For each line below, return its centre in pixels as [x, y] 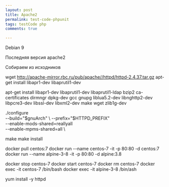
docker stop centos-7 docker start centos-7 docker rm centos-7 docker [80, 164]
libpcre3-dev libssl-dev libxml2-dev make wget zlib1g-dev [66, 103]
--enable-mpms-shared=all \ [35, 129]
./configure [17, 113]
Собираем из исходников [33, 67]
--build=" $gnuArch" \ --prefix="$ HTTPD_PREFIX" [58, 118]
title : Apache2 [21, 15]
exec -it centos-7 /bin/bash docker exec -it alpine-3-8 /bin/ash [71, 169]
